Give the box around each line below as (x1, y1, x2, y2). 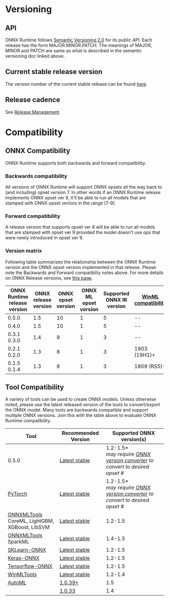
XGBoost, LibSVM (8, 524, 50, 531)
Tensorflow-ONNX (8, 563, 53, 570)
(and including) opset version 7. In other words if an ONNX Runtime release (5, 189, 161, 195)
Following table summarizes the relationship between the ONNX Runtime (5, 258, 156, 265)
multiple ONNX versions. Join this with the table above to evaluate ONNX (5, 412, 157, 419)
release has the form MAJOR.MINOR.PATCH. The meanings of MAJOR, (5, 42, 152, 48)
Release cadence (5, 96, 60, 104)
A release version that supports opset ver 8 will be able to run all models (5, 224, 155, 230)
